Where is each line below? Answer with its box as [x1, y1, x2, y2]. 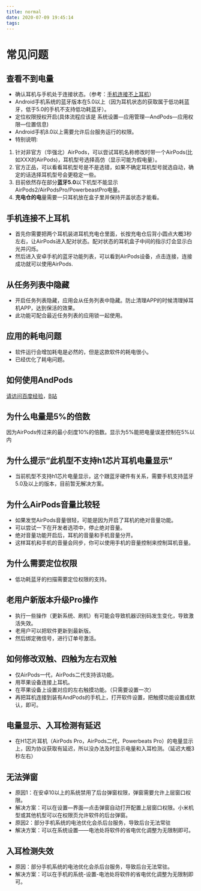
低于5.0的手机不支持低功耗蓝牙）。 [25, 106, 110, 113]
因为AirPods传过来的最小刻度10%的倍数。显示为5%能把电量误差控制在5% [6, 429, 190, 436]
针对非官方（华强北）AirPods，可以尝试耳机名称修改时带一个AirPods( [14, 149, 188, 156]
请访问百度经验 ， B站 [6, 392, 58, 399]
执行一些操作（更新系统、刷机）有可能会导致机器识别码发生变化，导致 [14, 612, 189, 619]
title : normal [6, 8, 42, 15]
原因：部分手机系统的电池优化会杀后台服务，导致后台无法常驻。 [14, 863, 173, 870]
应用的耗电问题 [6, 331, 62, 341]
